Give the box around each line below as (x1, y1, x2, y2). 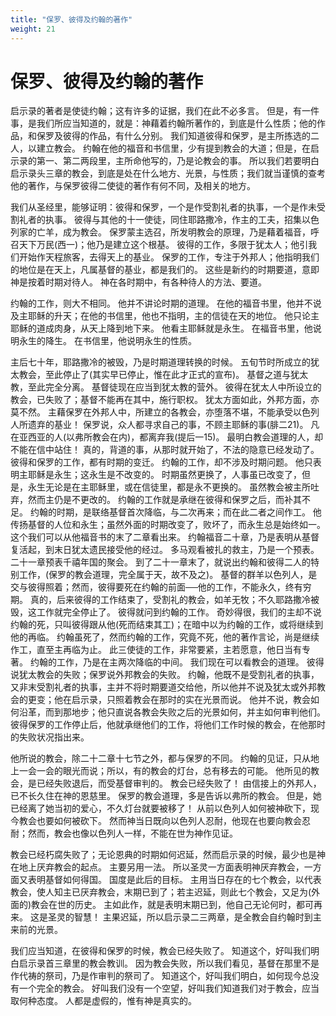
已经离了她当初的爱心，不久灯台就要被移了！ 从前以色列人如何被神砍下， (10, 802, 311, 815)
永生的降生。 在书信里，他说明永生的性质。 (18, 335, 197, 347)
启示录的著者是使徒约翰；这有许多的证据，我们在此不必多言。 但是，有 (10, 105, 302, 117)
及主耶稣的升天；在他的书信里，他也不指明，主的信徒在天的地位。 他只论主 (10, 310, 320, 322)
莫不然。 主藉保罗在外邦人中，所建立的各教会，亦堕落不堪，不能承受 (10, 406, 293, 418)
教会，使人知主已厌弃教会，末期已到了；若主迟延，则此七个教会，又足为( (10, 886, 312, 898)
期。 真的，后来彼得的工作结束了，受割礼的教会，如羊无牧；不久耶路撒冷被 (10, 594, 320, 606)
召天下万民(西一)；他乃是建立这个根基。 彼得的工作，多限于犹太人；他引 (10, 239, 309, 251)
